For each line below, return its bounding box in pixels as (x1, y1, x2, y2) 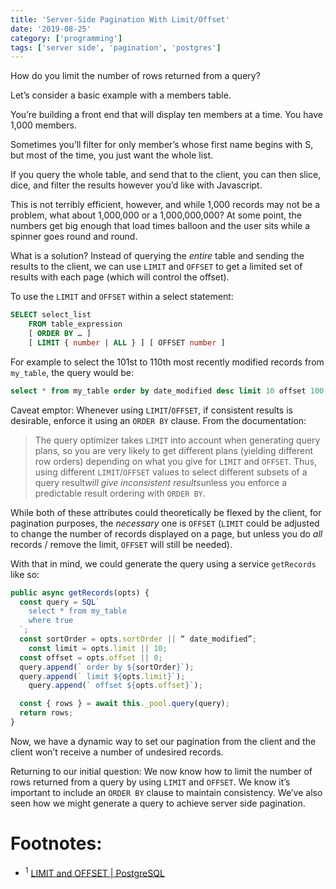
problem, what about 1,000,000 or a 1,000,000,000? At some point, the (10, 209, 302, 221)
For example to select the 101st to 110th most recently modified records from (10, 356, 325, 368)
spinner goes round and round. (10, 231, 138, 243)
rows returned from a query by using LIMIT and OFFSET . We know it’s (10, 776, 291, 788)
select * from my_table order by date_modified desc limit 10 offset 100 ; (10, 386, 329, 396)
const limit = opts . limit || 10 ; (28, 643, 168, 653)
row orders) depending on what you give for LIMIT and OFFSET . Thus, (34, 455, 318, 467)
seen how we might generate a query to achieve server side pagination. (10, 797, 306, 809)
